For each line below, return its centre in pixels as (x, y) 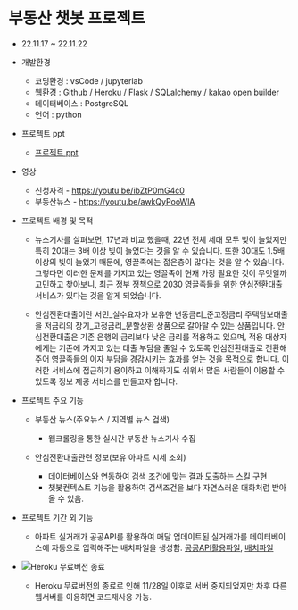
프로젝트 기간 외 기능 (57, 517)
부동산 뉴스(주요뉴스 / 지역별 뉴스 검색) (102, 419)
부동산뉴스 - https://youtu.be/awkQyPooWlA (115, 201)
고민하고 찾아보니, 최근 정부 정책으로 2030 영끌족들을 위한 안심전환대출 (158, 284)
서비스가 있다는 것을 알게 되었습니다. (98, 295)
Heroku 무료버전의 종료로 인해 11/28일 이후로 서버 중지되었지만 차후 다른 (161, 585)
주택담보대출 (266, 314)
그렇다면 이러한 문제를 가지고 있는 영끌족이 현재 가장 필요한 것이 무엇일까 (161, 272)
